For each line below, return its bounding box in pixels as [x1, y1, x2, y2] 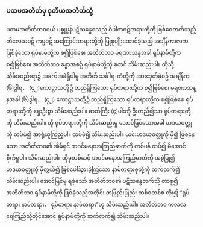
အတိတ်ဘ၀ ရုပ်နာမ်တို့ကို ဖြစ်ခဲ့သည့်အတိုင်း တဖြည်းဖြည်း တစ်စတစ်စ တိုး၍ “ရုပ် [6, 189, 190, 196]
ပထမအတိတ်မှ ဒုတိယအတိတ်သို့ [6, 6, 93, 14]
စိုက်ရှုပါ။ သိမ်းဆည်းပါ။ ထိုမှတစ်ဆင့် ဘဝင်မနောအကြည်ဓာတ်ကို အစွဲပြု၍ [6, 154, 175, 161]
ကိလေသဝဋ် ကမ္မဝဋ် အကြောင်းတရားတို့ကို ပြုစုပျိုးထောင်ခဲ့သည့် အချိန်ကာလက [6, 37, 189, 45]
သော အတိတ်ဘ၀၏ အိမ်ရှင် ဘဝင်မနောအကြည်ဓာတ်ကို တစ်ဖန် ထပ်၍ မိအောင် [6, 143, 186, 150]
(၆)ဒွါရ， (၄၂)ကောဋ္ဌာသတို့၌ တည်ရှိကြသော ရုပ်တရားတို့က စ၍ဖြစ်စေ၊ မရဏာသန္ [6, 84, 196, 92]
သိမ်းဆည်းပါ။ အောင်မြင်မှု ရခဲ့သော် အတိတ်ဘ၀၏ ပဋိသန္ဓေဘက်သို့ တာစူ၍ [6, 178, 179, 185]
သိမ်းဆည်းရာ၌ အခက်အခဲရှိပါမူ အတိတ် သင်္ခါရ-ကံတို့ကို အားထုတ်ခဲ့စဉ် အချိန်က [6, 72, 190, 79]
